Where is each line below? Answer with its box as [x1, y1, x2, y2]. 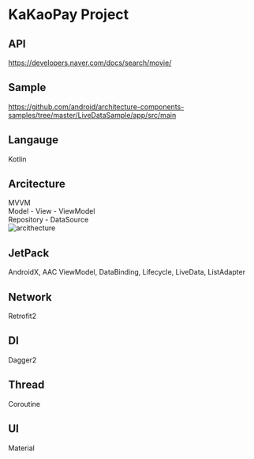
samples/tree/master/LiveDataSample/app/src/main [8, 110, 177, 119]
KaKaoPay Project [8, 6, 129, 24]
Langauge [8, 133, 59, 147]
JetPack [8, 246, 50, 260]
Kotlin [8, 154, 27, 164]
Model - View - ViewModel [8, 207, 95, 216]
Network [8, 290, 53, 304]
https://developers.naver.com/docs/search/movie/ [8, 58, 172, 67]
